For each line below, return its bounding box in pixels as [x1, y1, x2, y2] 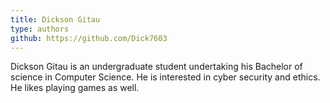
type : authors [10, 24, 70, 34]
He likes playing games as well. [10, 82, 140, 94]
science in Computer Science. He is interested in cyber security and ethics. [10, 71, 321, 83]
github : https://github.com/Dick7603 [10, 33, 168, 43]
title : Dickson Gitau [10, 14, 101, 25]
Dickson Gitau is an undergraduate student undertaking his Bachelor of [10, 61, 303, 73]
